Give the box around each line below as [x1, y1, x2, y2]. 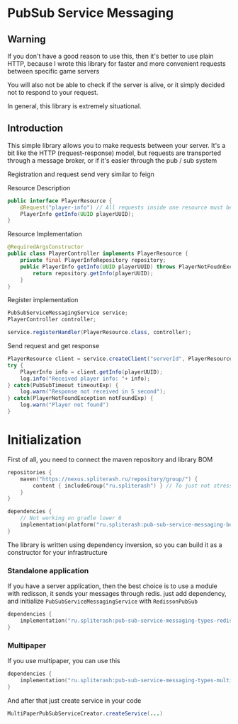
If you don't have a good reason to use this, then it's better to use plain [7, 52, 214, 60]
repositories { [7, 469, 52, 476]
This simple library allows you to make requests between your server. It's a [7, 141, 226, 149]
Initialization [7, 432, 81, 448]
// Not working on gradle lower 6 [20, 515, 122, 522]
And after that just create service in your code [7, 696, 142, 705]
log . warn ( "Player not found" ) [20, 401, 110, 408]
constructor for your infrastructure [7, 548, 108, 556]
